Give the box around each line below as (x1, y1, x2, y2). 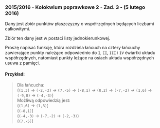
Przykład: (5, 71, 25, 77)
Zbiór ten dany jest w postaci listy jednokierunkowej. (5, 35, 110, 41)
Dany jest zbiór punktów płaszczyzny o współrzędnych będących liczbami (5, 21, 154, 27)
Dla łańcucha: (17, 82, 45, 88)
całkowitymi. (5, 26, 31, 32)
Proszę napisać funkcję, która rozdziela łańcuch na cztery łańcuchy (5, 45, 140, 51)
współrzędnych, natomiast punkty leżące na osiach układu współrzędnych (5, 55, 154, 61)
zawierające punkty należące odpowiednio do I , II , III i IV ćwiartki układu (5, 50, 156, 56)
